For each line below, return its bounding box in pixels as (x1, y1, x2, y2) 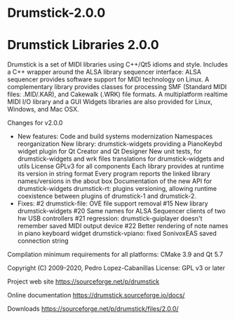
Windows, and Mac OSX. (7, 105, 79, 114)
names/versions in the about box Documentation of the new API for (17, 177, 213, 185)
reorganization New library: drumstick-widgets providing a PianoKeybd (17, 140, 222, 148)
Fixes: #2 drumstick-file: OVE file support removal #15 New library (17, 199, 208, 208)
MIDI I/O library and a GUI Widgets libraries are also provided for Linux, (7, 98, 213, 106)
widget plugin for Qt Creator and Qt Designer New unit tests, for (17, 147, 202, 156)
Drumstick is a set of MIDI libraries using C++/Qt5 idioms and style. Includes (7, 60, 228, 69)
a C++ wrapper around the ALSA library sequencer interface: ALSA (7, 68, 201, 76)
